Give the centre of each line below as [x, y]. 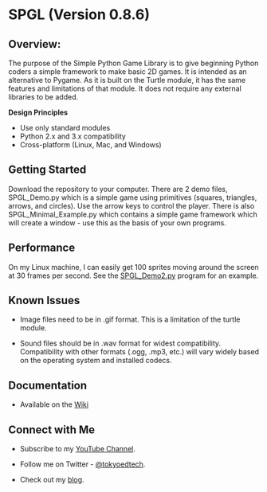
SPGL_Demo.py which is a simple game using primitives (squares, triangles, [133, 197]
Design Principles [38, 112]
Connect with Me [52, 430]
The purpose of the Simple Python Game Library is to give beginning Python [133, 63]
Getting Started [47, 170]
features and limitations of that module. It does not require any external [125, 88]
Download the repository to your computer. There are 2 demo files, [118, 189]
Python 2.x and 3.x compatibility [73, 136]
